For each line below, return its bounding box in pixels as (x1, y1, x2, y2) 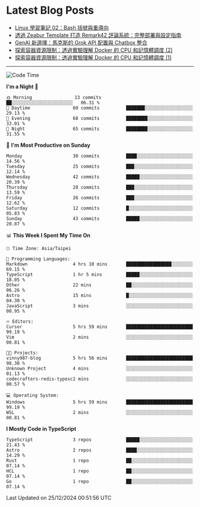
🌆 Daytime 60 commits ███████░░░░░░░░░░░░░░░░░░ (6, 105, 193, 111)
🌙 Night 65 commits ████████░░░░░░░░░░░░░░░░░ (6, 126, 193, 132)
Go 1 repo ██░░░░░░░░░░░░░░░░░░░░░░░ (6, 478, 193, 484)
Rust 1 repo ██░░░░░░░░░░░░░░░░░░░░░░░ (6, 457, 193, 463)
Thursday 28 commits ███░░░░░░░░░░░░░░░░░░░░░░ (6, 184, 193, 190)
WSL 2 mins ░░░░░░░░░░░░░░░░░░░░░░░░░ (6, 409, 193, 415)
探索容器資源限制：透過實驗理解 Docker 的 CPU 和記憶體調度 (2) (14, 46, 173, 54)
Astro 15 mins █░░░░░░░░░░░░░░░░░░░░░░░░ (6, 292, 193, 298)
